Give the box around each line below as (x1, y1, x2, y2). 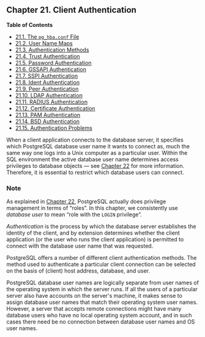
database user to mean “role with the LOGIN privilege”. (6, 211, 142, 218)
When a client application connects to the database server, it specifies (6, 136, 184, 143)
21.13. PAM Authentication (15, 111, 81, 118)
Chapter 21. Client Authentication (6, 5, 136, 15)
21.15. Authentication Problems (15, 124, 93, 131)
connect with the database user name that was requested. (6, 242, 154, 250)
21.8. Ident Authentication (15, 78, 80, 86)
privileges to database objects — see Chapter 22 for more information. (6, 162, 185, 169)
